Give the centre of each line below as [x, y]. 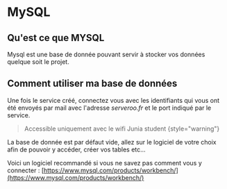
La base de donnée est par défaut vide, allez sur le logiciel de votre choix [112, 142]
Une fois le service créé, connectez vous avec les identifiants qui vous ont [113, 100]
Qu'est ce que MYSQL [56, 38]
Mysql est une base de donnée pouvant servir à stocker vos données [106, 54]
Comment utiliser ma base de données [92, 84]
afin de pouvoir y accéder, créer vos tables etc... [76, 149]
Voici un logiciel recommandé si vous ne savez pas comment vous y [105, 163]
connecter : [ [25, 170]
